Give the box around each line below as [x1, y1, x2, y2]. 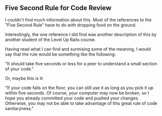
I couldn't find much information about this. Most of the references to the [5, 17, 152, 22]
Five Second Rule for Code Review [5, 4, 111, 12]
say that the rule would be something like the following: [5, 51, 116, 57]
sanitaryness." [5, 105, 34, 111]
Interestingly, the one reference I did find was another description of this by [5, 31, 157, 37]
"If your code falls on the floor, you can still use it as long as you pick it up [5, 85, 154, 91]
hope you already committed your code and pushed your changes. [5, 95, 139, 101]
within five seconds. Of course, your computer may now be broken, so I [5, 90, 149, 96]
